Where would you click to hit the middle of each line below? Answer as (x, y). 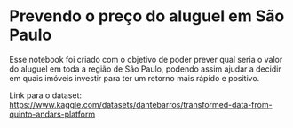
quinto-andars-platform (52, 114)
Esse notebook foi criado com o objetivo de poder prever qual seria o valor (146, 59)
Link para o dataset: (46, 95)
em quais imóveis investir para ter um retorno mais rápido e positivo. (135, 78)
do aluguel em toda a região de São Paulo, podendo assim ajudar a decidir (145, 69)
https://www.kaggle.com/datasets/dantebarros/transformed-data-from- (141, 104)
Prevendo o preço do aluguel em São (147, 16)
